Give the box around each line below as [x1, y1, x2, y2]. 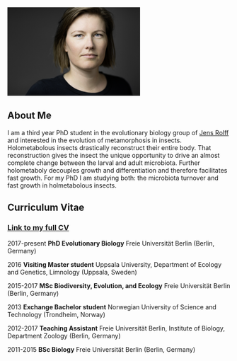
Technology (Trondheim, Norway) [7, 310, 106, 319]
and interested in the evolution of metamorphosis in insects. [7, 136, 182, 144]
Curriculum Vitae [7, 202, 85, 214]
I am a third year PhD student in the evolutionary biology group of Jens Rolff [7, 128, 229, 137]
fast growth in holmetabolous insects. [7, 180, 117, 190]
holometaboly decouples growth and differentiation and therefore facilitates [7, 166, 228, 174]
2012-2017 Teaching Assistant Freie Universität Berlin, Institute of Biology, [7, 323, 225, 332]
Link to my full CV [7, 223, 69, 233]
